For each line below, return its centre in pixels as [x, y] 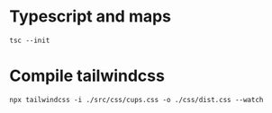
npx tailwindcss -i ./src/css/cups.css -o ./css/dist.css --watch [136, 100]
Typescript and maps [91, 17]
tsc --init [30, 40]
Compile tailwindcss [87, 76]
